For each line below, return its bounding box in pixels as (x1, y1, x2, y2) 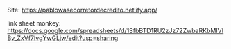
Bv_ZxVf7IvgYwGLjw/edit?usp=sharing (7, 34, 119, 42)
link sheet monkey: (7, 19, 61, 27)
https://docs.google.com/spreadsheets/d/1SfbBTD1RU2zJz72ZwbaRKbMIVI (7, 27, 224, 35)
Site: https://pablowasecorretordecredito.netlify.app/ (7, 6, 158, 14)
